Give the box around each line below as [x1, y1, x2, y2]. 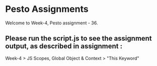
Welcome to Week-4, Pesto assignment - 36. [5, 20, 98, 26]
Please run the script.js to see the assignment [5, 34, 152, 43]
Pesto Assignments [5, 3, 89, 15]
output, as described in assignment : [5, 42, 122, 51]
